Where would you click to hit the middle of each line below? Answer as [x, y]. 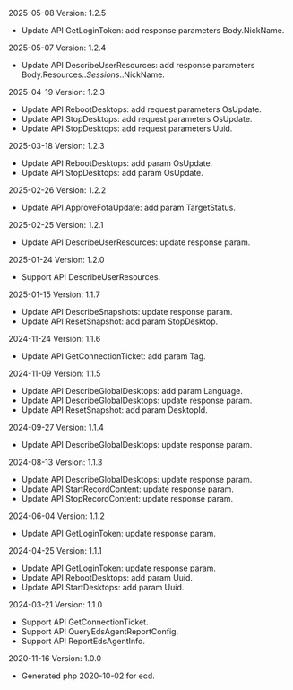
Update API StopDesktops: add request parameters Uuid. [127, 128]
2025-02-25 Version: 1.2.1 [56, 225]
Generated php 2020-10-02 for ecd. [88, 676]
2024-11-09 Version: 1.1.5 [55, 373]
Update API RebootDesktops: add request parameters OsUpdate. [141, 109]
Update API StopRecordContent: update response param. [127, 498]
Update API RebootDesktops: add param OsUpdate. [117, 163]
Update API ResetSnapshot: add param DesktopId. [114, 410]
